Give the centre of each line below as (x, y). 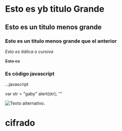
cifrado (20, 123)
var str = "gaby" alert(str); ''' (34, 94)
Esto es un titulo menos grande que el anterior (61, 41)
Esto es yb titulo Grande (55, 9)
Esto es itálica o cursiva (29, 51)
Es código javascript (30, 73)
